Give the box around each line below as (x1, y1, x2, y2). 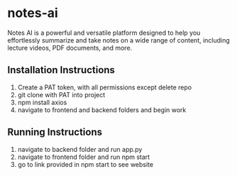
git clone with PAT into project (17, 90, 106, 99)
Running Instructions (7, 126, 103, 138)
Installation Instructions (7, 64, 116, 76)
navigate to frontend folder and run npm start (17, 153, 150, 161)
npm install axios (17, 98, 67, 106)
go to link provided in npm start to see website (17, 160, 154, 168)
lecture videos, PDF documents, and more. (7, 43, 133, 52)
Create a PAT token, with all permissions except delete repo (17, 83, 192, 92)
